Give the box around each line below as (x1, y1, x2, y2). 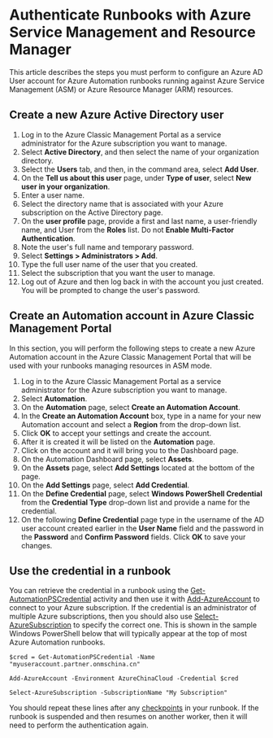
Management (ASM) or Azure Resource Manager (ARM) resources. (9, 84, 234, 94)
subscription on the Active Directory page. (20, 207, 163, 217)
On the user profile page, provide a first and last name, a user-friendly (20, 216, 258, 225)
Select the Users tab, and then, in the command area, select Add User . (20, 164, 259, 174)
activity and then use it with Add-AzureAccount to (93, 594, 261, 604)
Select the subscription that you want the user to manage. (20, 268, 215, 277)
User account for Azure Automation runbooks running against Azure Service (9, 76, 265, 85)
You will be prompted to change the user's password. (20, 285, 201, 295)
